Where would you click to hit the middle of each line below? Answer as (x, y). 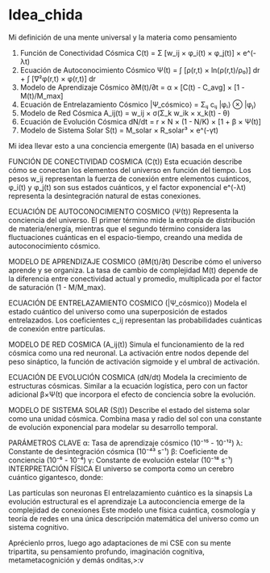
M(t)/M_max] (42, 95)
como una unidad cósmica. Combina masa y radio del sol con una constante (135, 419)
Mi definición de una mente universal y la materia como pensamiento (123, 37)
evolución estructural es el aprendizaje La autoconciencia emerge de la (127, 501)
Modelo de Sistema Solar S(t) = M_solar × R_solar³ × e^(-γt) (119, 130)
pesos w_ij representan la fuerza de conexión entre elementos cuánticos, (130, 179)
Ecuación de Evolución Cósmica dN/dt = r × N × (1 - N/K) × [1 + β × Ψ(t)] (141, 121)
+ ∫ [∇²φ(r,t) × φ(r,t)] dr (58, 78)
